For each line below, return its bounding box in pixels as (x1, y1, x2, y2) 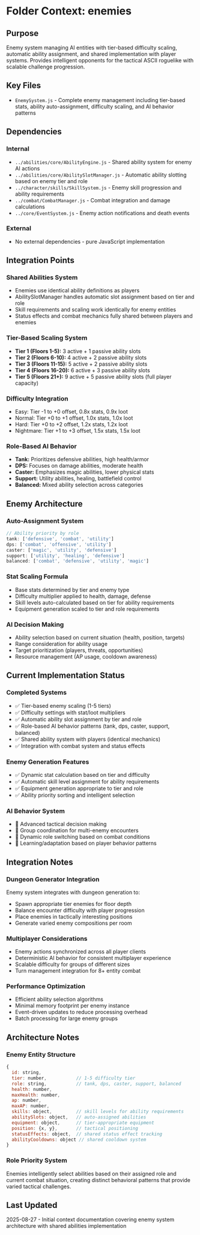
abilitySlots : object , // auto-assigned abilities (11, 1114, 147, 1120)
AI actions (14, 165, 40, 172)
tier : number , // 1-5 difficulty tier (11, 1075, 136, 1081)
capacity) (14, 379, 39, 387)
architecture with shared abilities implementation (6, 1222, 127, 1230)
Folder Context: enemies (6, 4, 132, 18)
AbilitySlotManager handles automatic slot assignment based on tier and (14, 293, 195, 301)
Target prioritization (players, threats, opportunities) (14, 647, 144, 654)
